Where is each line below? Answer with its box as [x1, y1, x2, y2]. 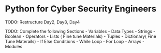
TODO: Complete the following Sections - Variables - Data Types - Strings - [5, 28, 156, 34]
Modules [5, 43, 23, 49]
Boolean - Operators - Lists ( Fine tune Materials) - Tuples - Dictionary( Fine [5, 33, 156, 39]
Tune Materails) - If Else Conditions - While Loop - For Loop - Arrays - [5, 38, 145, 44]
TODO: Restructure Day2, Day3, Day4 [5, 19, 80, 25]
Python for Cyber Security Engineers [5, 3, 157, 14]
